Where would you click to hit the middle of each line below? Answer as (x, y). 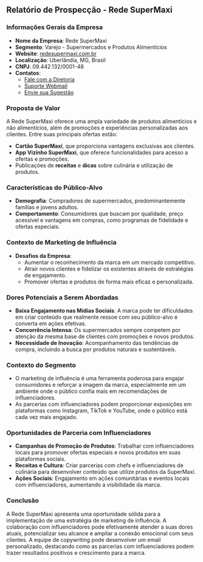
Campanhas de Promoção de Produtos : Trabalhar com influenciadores (105, 446)
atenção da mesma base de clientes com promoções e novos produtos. (105, 336)
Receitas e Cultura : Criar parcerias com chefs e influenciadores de (99, 465)
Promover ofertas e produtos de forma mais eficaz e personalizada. (109, 282)
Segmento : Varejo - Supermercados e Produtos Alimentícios (91, 47)
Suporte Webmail (46, 86)
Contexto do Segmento (41, 365)
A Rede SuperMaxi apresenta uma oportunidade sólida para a (84, 514)
